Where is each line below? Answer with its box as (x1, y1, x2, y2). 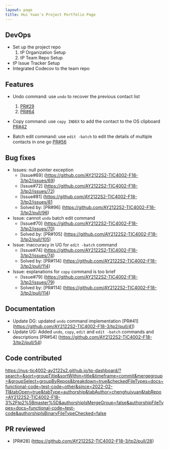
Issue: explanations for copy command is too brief (12, 268, 116, 275)
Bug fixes (5, 153, 36, 162)
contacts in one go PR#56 (12, 139, 67, 145)
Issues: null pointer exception (12, 167, 74, 173)
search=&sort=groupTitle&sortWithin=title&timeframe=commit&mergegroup (5, 372, 163, 378)
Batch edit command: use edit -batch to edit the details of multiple (12, 134, 152, 140)
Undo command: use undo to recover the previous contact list (12, 94, 140, 100)
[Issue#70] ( (20, 220, 46, 226)
